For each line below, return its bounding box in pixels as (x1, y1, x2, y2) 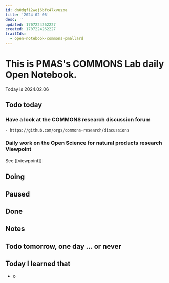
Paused (5, 190, 30, 199)
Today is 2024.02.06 (5, 85, 49, 92)
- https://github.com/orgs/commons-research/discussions (5, 127, 130, 133)
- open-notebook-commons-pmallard (10, 36, 83, 41)
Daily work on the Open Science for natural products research (5, 139, 162, 146)
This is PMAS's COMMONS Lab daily (5, 58, 164, 70)
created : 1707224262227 (5, 27, 56, 32)
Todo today (5, 101, 43, 110)
